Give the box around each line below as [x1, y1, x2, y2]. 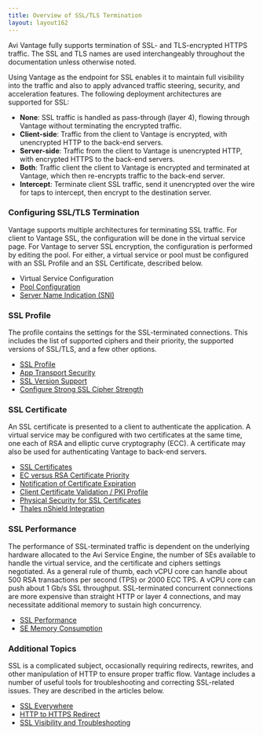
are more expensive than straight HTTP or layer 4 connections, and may [8, 591, 242, 601]
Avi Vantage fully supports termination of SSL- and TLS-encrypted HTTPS [8, 40, 248, 49]
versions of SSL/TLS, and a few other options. [8, 345, 157, 354]
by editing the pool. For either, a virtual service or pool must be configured [8, 250, 249, 259]
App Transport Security [19, 368, 96, 378]
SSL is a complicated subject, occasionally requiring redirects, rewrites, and [8, 660, 254, 670]
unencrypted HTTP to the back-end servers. [19, 137, 163, 147]
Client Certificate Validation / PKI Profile [19, 488, 148, 497]
